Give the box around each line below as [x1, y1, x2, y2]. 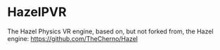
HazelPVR [7, 4, 67, 20]
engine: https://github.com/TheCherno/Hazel [7, 34, 138, 42]
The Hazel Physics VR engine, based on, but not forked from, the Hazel [7, 27, 214, 35]
